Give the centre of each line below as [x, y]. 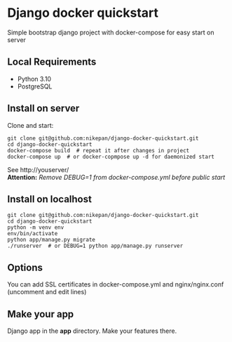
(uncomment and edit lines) [47, 292]
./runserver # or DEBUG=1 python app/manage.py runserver [95, 246]
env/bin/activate [33, 234]
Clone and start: [30, 125]
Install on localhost [50, 199]
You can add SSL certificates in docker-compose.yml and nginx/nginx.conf [116, 284]
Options [25, 267]
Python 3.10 [34, 79]
